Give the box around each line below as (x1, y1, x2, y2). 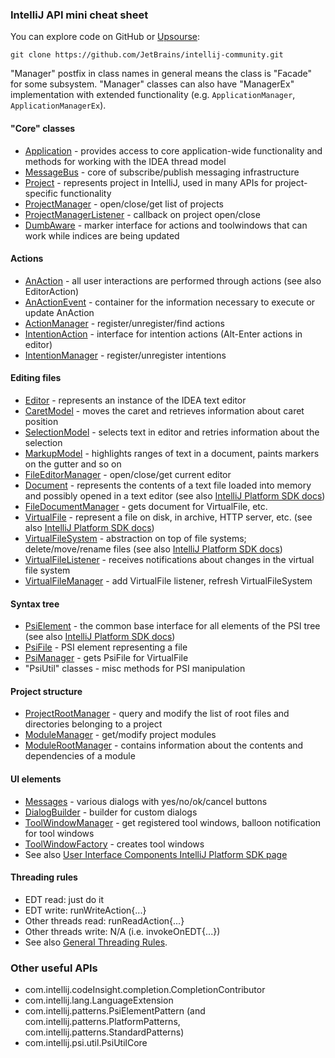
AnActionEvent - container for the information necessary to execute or (24, 296, 316, 308)
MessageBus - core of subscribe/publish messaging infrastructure (24, 166, 300, 178)
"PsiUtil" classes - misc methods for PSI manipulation (24, 663, 246, 675)
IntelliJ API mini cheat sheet (10, 8, 149, 22)
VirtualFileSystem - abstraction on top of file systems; (24, 532, 247, 544)
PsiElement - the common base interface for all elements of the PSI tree (24, 620, 321, 632)
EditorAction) (24, 285, 80, 297)
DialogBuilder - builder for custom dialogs (24, 806, 198, 818)
